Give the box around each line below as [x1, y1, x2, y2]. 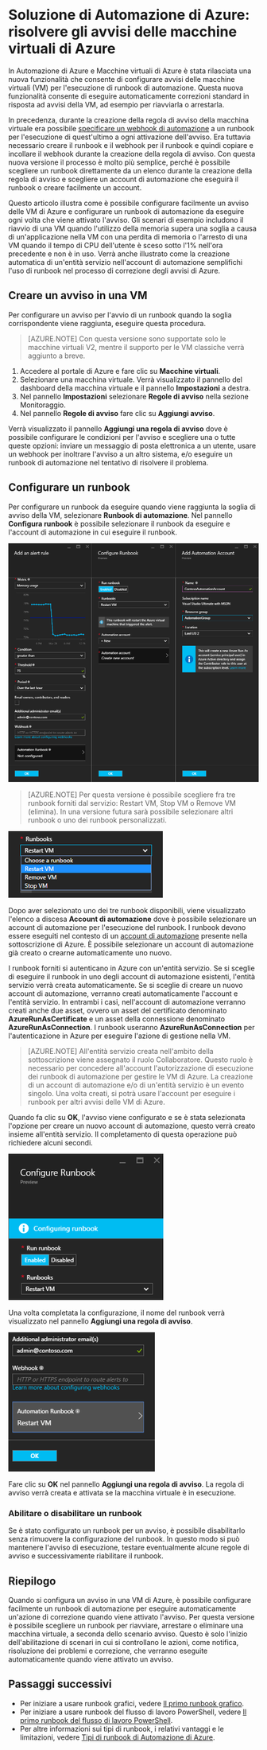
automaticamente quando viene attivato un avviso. [8, 1655, 173, 1664]
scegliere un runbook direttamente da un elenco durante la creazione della [8, 165, 253, 175]
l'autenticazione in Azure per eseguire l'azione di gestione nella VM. [8, 1031, 231, 1040]
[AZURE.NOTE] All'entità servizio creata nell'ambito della [27, 1046, 214, 1056]
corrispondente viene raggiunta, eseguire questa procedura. [8, 318, 207, 328]
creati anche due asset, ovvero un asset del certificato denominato [8, 1005, 227, 1015]
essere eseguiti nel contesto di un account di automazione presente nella [8, 931, 248, 940]
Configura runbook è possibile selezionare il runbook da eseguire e [8, 519, 230, 528]
